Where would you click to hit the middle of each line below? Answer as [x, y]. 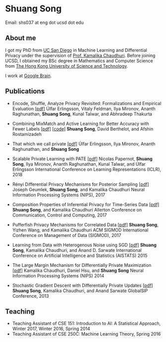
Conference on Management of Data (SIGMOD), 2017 [67, 235]
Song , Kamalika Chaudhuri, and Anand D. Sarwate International [77, 250]
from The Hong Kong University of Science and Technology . [67, 66]
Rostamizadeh [27, 134]
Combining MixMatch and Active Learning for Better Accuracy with [81, 123]
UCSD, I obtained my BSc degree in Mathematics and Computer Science [79, 61]
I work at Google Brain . [28, 76]
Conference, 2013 [30, 296]
